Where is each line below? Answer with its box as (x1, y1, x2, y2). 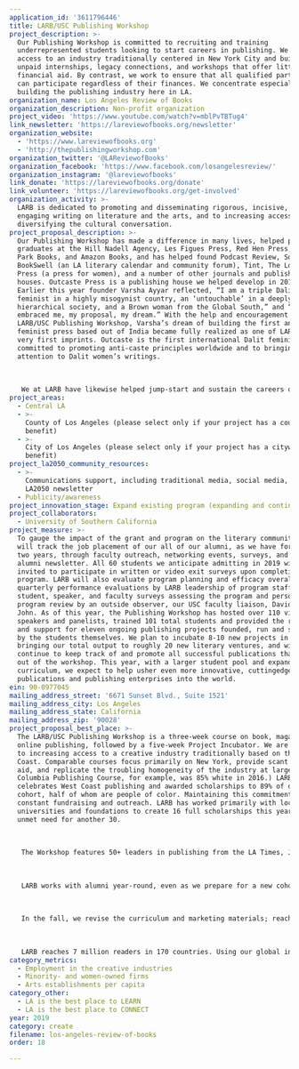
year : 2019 (9, 1013, 50, 1023)
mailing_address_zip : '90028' (9, 716, 122, 725)
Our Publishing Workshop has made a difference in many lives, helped (17, 237, 285, 245)
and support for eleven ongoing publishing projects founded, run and (17, 624, 285, 634)
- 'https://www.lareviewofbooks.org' (17, 137, 158, 146)
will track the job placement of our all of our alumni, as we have (17, 542, 277, 551)
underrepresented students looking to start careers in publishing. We (17, 46, 289, 55)
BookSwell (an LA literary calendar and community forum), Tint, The (17, 261, 280, 270)
